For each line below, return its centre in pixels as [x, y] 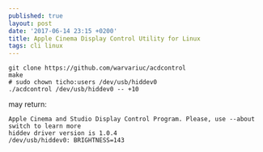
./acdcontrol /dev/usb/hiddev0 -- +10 [74, 90]
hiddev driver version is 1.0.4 [63, 133]
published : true [36, 16]
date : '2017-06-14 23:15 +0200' [63, 31]
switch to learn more [45, 126]
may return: [28, 104]
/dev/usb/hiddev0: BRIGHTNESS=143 [67, 141]
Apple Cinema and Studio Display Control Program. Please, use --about [131, 119]
